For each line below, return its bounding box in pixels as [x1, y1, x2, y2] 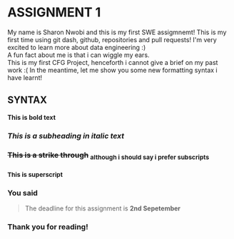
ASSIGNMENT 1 [7, 4, 101, 21]
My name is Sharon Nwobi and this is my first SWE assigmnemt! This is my [7, 28, 227, 36]
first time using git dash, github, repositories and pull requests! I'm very [7, 35, 218, 44]
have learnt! [7, 73, 43, 82]
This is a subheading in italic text [7, 131, 125, 141]
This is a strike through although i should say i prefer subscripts [7, 150, 210, 161]
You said [7, 188, 38, 198]
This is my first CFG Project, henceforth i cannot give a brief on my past [7, 58, 218, 66]
